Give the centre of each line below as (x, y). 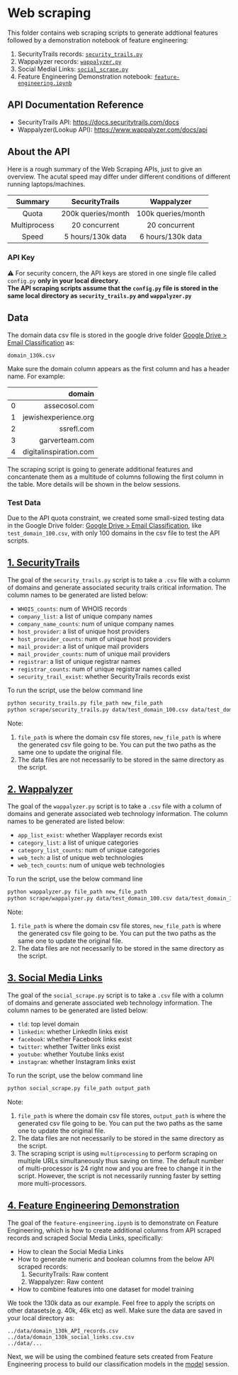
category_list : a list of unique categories (78, 843)
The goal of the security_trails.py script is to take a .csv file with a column (119, 579)
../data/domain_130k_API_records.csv (63, 1331)
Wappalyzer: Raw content (66, 1281)
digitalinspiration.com (58, 451)
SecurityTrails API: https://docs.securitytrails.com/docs (98, 122)
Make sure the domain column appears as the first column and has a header (119, 368)
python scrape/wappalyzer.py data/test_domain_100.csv (90, 899)
